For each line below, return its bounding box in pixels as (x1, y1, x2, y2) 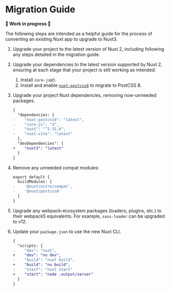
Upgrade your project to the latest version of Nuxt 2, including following (12, 46, 164, 52)
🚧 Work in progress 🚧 (5, 21, 51, 27)
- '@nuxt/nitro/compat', (12, 184, 73, 189)
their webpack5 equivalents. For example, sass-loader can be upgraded (12, 213, 165, 219)
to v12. (12, 218, 27, 224)
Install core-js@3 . (20, 76, 56, 83)
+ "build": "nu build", (12, 262, 71, 267)
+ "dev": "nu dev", (12, 253, 61, 258)
